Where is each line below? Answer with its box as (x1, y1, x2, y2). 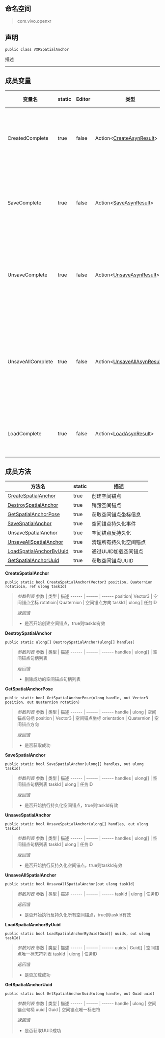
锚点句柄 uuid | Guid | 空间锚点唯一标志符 (17, 1006, 101, 1013)
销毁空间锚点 (91, 502, 122, 509)
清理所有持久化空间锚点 (91, 539, 146, 546)
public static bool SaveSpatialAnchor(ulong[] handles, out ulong (5, 762, 144, 767)
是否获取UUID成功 (24, 1028, 61, 1034)
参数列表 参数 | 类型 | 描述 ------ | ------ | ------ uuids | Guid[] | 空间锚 (17, 945, 160, 951)
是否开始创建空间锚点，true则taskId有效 (24, 620, 106, 626)
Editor (76, 96, 91, 102)
